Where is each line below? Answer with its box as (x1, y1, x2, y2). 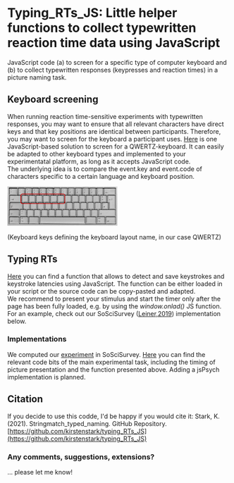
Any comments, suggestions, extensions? (7, 452, 155, 462)
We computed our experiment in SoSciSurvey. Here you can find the (7, 350, 206, 358)
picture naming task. (7, 73, 67, 82)
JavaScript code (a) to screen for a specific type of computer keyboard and (7, 58, 227, 66)
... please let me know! (7, 468, 73, 476)
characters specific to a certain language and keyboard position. (7, 172, 195, 180)
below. (7, 317, 27, 325)
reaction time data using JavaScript (7, 35, 221, 51)
